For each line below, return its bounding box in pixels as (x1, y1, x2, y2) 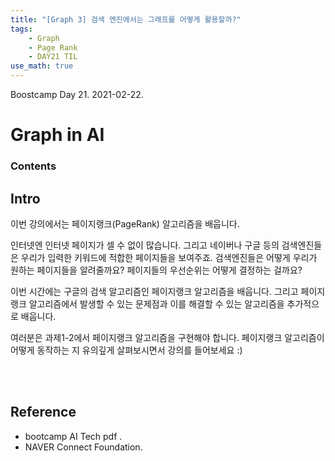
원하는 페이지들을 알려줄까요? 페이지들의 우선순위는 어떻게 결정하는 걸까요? (10, 264, 303, 276)
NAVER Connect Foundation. (24, 441, 143, 453)
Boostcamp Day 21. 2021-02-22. (10, 89, 144, 100)
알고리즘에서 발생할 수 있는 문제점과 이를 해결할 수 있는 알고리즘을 (28, 297, 285, 310)
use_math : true (10, 61, 74, 71)
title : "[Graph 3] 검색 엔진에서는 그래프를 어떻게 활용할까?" (10, 14, 242, 25)
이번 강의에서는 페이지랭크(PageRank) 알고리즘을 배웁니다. (10, 217, 240, 230)
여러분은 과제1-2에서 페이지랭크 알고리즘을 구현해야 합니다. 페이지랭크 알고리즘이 (10, 331, 325, 343)
